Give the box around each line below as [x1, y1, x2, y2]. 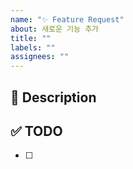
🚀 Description [10, 89, 97, 106]
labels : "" [10, 42, 56, 53]
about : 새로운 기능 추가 [10, 24, 100, 34]
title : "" [10, 33, 52, 43]
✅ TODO [10, 122, 63, 140]
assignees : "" [10, 52, 70, 62]
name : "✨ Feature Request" [10, 14, 125, 25]
